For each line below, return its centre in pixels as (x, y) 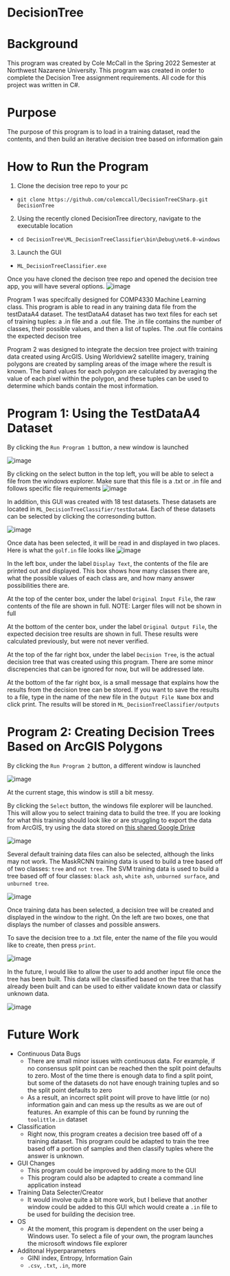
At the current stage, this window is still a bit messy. (81, 792)
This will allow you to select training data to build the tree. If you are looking (114, 812)
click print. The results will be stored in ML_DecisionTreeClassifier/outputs (113, 704)
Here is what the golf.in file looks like (61, 550)
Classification (36, 1126)
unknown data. (28, 993)
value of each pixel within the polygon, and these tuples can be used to (108, 378)
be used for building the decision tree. (81, 1214)
